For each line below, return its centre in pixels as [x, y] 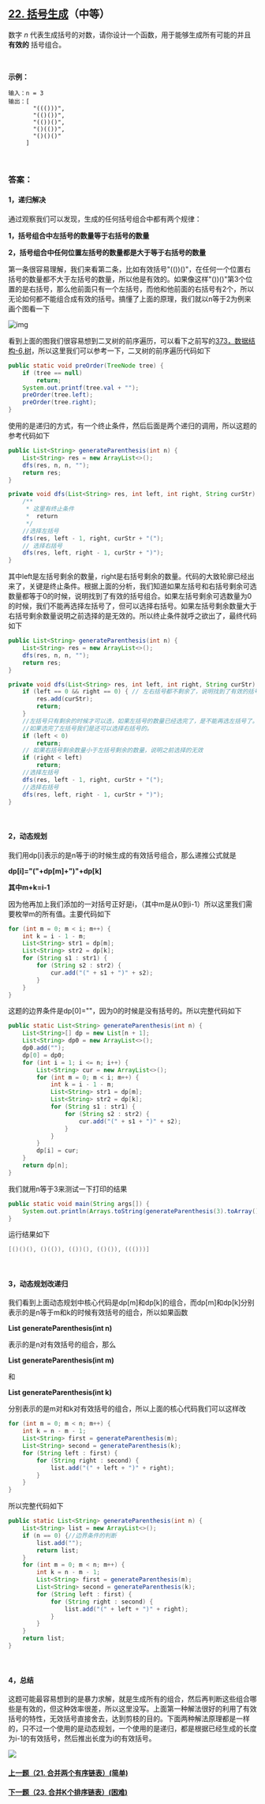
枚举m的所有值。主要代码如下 [63, 914]
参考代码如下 [29, 436]
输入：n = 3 [26, 93]
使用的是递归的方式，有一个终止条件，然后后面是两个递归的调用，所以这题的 [132, 426]
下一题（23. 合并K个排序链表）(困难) [68, 1792]
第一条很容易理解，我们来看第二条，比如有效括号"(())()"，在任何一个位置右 [129, 269]
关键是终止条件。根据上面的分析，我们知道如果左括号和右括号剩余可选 [143, 586]
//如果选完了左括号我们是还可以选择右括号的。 [88, 728]
